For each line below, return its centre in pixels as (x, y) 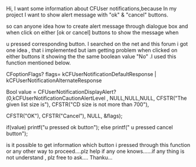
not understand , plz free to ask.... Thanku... (59, 158)
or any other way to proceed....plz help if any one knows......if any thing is (95, 151)
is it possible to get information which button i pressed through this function (98, 145)
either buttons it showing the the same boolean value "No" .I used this (91, 56)
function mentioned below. (39, 63)
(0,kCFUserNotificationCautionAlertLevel (56, 98)
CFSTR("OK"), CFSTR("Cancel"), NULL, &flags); (64, 116)
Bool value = (21, 92)
